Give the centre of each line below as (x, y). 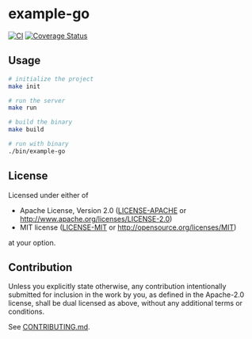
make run (23, 108)
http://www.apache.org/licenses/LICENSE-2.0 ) (96, 219)
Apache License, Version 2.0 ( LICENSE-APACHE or (103, 210)
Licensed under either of (48, 195)
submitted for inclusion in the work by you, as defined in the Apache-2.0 (126, 295)
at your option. (32, 242)
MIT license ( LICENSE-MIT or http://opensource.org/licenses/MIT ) (128, 227)
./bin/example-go (37, 151)
